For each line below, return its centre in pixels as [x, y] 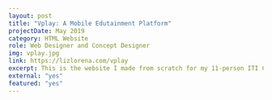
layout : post [30, 16]
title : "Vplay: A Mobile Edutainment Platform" [90, 23]
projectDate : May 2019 [47, 31]
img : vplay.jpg [34, 53]
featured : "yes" [36, 83]
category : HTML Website [49, 38]
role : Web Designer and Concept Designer [79, 46]
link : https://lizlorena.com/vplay [68, 61]
